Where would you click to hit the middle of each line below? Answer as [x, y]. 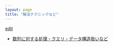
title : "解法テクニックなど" [32, 14]
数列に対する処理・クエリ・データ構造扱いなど [60, 39]
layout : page [19, 10]
